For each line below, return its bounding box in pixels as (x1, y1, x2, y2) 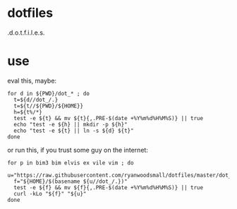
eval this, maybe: (7, 76, 57, 85)
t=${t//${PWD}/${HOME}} (13, 102, 83, 109)
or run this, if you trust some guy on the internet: (7, 145, 148, 154)
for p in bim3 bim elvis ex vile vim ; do (7, 159, 134, 167)
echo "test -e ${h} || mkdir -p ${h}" (13, 121, 128, 128)
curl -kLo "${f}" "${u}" (13, 190, 87, 197)
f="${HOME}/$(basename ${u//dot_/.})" (13, 178, 128, 185)
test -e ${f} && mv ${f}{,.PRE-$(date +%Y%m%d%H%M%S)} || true (13, 184, 203, 191)
